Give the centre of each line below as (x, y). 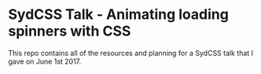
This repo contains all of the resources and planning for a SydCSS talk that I (131, 53)
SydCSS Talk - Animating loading (119, 15)
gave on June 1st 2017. (45, 61)
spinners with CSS (70, 31)
